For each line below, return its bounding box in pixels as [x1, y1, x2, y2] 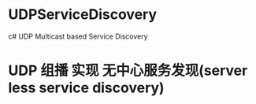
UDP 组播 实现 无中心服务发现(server [8, 61, 248, 80]
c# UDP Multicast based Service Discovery [8, 32, 148, 41]
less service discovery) [8, 79, 165, 97]
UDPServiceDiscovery [8, 6, 158, 24]
